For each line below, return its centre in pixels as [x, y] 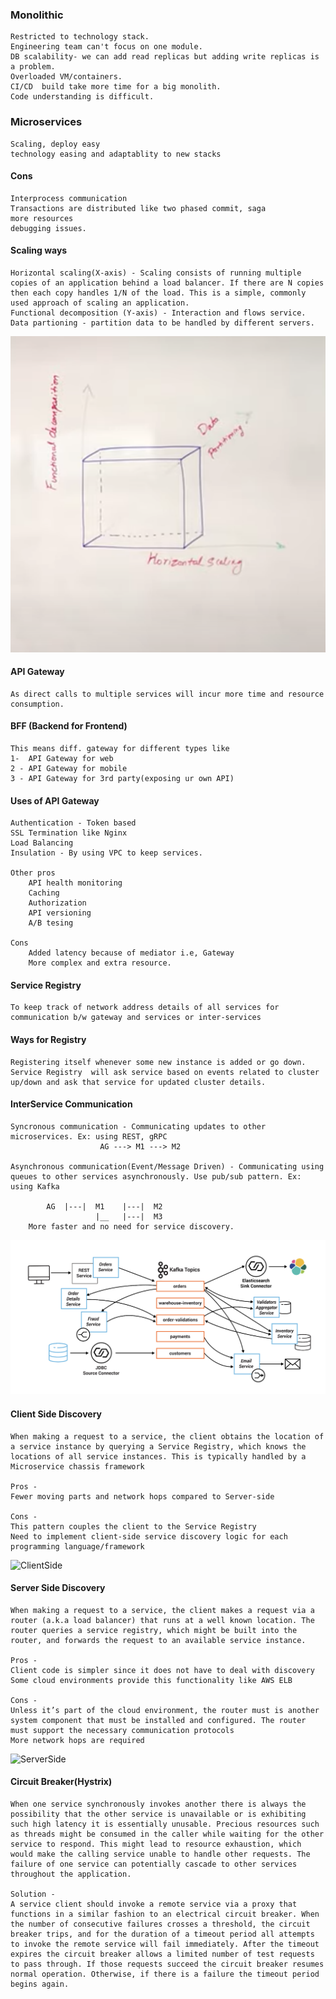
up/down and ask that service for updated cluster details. [138, 1082]
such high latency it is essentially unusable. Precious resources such [165, 1824]
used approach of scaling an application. [100, 303]
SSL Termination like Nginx [69, 833]
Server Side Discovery [58, 1588]
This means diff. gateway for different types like [120, 749]
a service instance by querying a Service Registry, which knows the [158, 1446]
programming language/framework [77, 1546]
